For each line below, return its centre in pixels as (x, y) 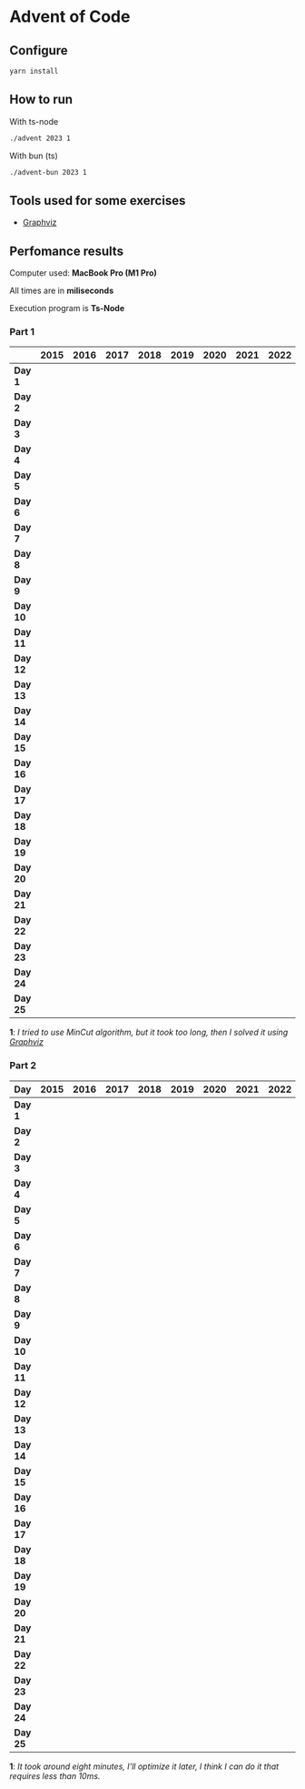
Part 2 (23, 1066)
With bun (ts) (34, 156)
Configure (39, 51)
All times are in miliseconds (62, 291)
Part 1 (22, 331)
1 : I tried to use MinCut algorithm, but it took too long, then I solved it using (149, 1032)
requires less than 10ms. (55, 1775)
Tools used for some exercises (98, 201)
